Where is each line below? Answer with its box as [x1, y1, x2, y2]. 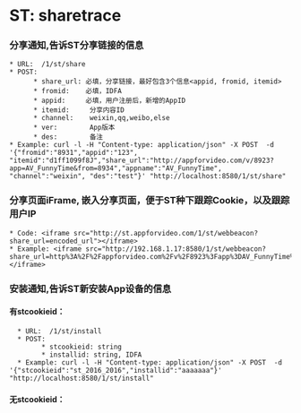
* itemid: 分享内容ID [32, 106, 125, 115]
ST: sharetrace [9, 5, 122, 26]
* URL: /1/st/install [17, 326, 102, 336]
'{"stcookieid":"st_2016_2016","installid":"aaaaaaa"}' [9, 366, 222, 374]
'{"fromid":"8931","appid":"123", [9, 149, 139, 158]
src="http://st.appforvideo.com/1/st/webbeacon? [73, 228, 258, 237]
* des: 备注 [32, 133, 103, 142]
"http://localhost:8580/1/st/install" [9, 374, 154, 383]
